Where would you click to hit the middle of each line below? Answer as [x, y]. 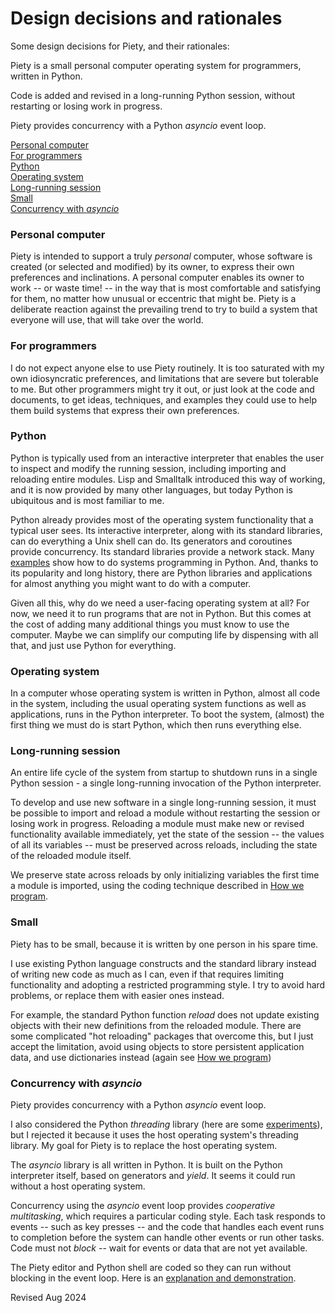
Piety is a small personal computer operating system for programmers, [156, 65]
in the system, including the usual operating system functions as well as [158, 704]
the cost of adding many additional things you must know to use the [150, 624]
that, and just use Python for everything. [93, 645]
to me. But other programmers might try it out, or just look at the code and [162, 389]
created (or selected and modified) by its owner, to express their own [152, 267]
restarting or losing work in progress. [86, 106]
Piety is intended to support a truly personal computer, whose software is [161, 256]
